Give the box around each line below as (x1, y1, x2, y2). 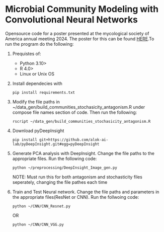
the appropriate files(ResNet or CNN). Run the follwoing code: (12, 194, 139, 200)
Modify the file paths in (12, 98, 60, 105)
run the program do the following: (5, 41, 74, 47)
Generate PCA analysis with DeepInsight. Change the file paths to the (12, 150, 155, 156)
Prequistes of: (12, 51, 41, 57)
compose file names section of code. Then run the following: (12, 109, 137, 115)
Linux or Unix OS (19, 71, 55, 77)
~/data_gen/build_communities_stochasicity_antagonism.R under (12, 104, 145, 110)
